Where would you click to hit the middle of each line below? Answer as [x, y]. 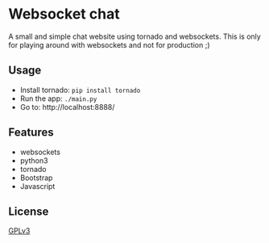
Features [31, 133]
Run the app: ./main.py [58, 98]
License [29, 211]
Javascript [37, 186]
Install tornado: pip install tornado [80, 90]
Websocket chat [64, 14]
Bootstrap [36, 178]
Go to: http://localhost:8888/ [67, 107]
